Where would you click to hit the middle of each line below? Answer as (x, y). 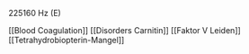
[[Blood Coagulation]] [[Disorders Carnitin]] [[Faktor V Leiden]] (125, 30)
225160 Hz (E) (35, 13)
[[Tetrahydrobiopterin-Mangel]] (67, 40)
